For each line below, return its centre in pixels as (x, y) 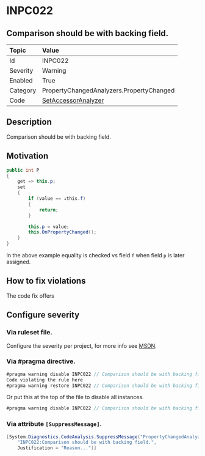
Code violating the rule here (45, 380)
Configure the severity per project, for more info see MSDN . (81, 345)
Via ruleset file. (30, 333)
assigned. (19, 262)
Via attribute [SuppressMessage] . (54, 424)
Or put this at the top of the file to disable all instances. (75, 397)
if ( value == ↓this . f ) (57, 199)
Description (29, 122)
